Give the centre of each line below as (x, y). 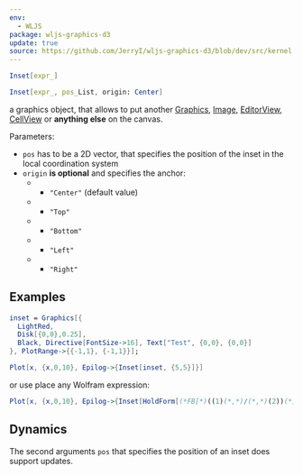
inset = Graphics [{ (46, 318)
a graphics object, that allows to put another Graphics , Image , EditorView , (146, 109)
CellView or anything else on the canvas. (86, 119)
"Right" (64, 269)
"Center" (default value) (93, 192)
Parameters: (32, 136)
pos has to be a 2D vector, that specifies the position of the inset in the (153, 153)
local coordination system (70, 163)
